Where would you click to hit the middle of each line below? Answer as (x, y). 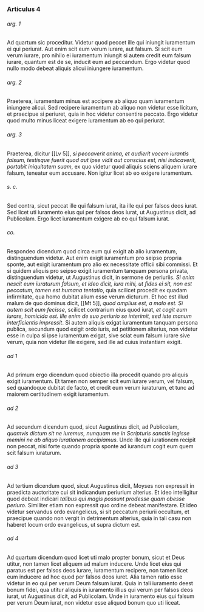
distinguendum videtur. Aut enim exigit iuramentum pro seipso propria (94, 258)
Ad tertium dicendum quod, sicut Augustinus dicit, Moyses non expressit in (101, 485)
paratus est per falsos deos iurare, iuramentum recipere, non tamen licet (97, 570)
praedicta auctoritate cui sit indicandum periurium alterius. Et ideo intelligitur (102, 492)
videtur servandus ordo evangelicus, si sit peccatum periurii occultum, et (98, 512)
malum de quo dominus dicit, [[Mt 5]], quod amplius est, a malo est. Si (95, 303)
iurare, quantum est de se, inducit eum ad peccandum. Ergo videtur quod (99, 62)
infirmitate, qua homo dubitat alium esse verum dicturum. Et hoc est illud (98, 297)
